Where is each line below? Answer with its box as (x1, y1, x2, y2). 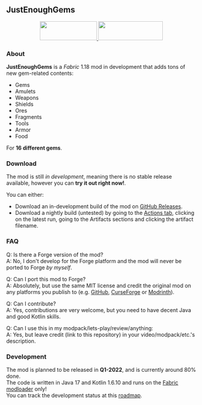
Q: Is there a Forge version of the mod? (6, 250, 104, 258)
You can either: (6, 191, 44, 199)
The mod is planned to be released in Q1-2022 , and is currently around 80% (6, 366, 197, 373)
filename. (14, 222, 39, 229)
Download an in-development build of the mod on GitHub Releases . (14, 203, 183, 210)
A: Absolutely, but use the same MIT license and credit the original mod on (6, 282, 192, 289)
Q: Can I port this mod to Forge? (6, 275, 86, 282)
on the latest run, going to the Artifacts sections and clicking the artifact (14, 215, 194, 223)
